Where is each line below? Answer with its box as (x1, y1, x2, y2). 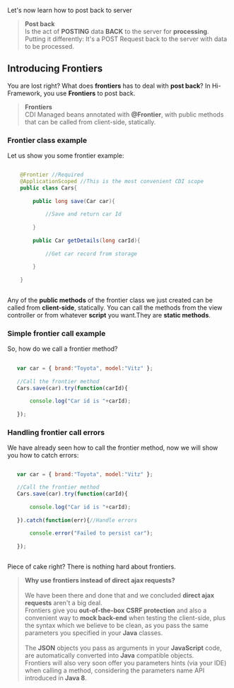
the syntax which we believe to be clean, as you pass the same (24, 621, 209, 629)
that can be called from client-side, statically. (24, 117, 156, 126)
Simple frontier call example (7, 328, 106, 338)
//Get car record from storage (45, 250, 138, 257)
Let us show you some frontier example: (7, 151, 124, 160)
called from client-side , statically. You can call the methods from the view (7, 303, 223, 312)
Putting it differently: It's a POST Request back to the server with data (24, 35, 228, 43)
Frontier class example (7, 135, 88, 145)
